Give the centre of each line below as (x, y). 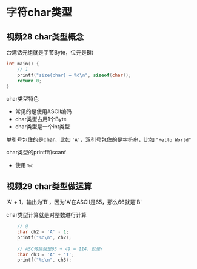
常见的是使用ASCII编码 (43, 111)
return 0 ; (30, 81)
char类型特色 (23, 99)
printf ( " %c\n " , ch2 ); (44, 237)
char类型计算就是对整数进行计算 (46, 215)
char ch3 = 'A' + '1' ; (46, 254)
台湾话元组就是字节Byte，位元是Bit (50, 52)
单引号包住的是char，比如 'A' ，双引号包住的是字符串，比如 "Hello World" (99, 139)
